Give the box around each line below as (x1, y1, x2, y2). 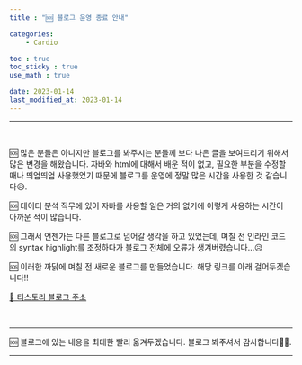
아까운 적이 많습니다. (9, 211, 82, 222)
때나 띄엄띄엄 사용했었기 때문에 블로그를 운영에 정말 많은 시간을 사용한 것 (9, 169, 263, 180)
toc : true (9, 54, 50, 63)
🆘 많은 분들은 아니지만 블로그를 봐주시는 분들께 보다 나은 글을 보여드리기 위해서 (9, 147, 289, 158)
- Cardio (25, 38, 58, 47)
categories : (9, 29, 54, 39)
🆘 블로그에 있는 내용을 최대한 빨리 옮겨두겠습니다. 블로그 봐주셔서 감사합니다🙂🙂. (9, 336, 292, 347)
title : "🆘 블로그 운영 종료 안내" (9, 13, 129, 23)
